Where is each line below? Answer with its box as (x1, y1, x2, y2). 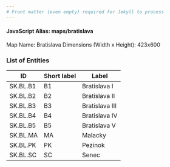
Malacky (81, 131, 106, 140)
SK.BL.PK (9, 141, 36, 149)
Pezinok (81, 141, 105, 149)
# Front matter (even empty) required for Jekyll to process (6, 8, 165, 15)
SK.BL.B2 (9, 92, 36, 100)
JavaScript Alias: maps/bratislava (6, 28, 93, 35)
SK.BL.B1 (9, 82, 36, 91)
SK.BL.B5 (9, 122, 36, 130)
